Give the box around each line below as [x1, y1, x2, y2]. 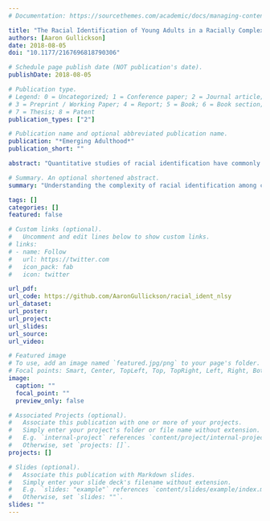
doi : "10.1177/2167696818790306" [8, 49, 121, 57]
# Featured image [8, 352, 67, 360]
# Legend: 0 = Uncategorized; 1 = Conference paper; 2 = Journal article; [8, 93, 264, 101]
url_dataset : [8, 300, 52, 308]
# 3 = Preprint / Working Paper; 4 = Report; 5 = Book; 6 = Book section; [8, 100, 264, 109]
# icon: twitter [8, 271, 70, 279]
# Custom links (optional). [8, 225, 103, 234]
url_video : [8, 337, 45, 345]
